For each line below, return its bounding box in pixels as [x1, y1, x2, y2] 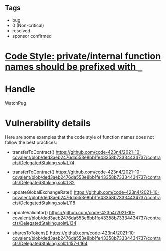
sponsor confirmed [12, 33, 52, 39]
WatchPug [5, 100, 26, 106]
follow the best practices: [5, 139, 57, 145]
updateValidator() [12, 209, 48, 215]
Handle [5, 84, 36, 95]
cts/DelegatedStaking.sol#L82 [12, 179, 75, 185]
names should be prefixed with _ [5, 61, 143, 72]
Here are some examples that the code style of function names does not [5, 134, 154, 140]
